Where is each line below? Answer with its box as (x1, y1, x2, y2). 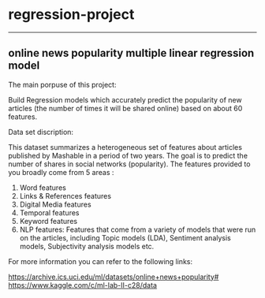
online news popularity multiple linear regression (8, 47, 255, 60)
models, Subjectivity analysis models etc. (19, 241, 155, 251)
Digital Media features (19, 199, 92, 209)
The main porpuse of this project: (8, 80, 117, 89)
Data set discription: (8, 127, 73, 136)
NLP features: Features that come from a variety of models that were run (19, 225, 256, 234)
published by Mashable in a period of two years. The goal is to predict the (8, 151, 248, 160)
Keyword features (19, 216, 77, 225)
